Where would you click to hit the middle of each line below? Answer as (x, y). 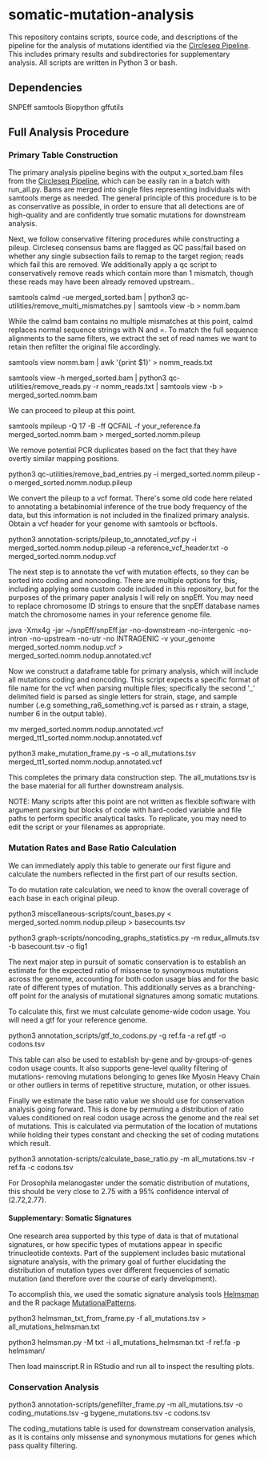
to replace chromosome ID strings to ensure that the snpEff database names (134, 606)
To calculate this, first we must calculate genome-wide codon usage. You (129, 1011)
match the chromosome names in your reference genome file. (110, 614)
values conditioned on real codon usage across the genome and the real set (134, 1117)
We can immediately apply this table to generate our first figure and (120, 865)
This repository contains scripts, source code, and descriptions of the (123, 37)
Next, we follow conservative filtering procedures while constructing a (124, 239)
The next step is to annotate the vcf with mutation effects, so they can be (129, 572)
